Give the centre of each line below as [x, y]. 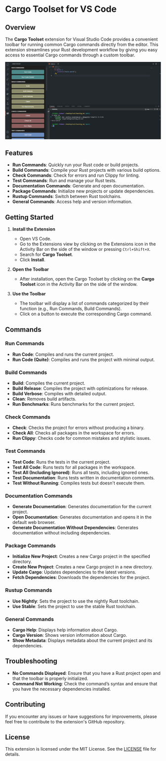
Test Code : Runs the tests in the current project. [61, 462]
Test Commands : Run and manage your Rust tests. [64, 181]
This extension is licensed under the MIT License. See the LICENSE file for [81, 749]
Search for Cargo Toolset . [46, 255]
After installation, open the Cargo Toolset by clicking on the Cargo [87, 279]
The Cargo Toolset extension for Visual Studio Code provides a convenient [82, 39]
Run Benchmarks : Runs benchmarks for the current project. [73, 404]
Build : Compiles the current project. [49, 383]
